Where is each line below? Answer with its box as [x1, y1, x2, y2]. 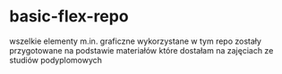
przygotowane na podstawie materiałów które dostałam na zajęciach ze [9, 45, 274, 55]
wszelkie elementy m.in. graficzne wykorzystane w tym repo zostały [9, 36, 262, 46]
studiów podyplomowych [9, 54, 103, 65]
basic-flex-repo [9, 6, 129, 27]
